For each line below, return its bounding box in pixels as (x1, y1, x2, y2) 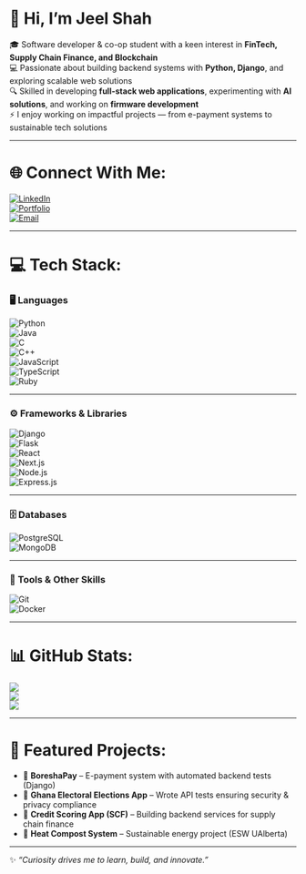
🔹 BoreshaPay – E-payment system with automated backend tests (22, 770, 271, 781)
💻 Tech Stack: (9, 255, 122, 276)
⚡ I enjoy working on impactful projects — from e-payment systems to (9, 108, 273, 119)
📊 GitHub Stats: (9, 645, 134, 666)
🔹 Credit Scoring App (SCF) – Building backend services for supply (22, 809, 276, 820)
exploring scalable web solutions (9, 75, 133, 86)
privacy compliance (22, 799, 97, 810)
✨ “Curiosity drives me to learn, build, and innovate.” (9, 855, 209, 866)
